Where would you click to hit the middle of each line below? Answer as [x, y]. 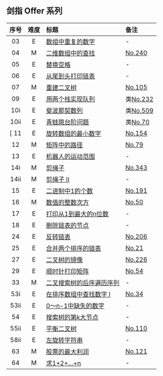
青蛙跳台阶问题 [68, 122]
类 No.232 [139, 99]
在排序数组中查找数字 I [78, 294]
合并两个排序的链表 [74, 248]
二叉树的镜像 [65, 260]
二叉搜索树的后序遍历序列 [83, 282]
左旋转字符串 [65, 340]
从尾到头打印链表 [71, 76]
